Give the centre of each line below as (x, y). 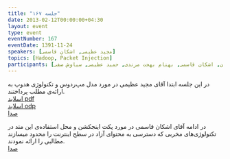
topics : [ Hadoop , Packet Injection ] (60, 58)
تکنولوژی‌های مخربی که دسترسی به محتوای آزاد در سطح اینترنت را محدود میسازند (112, 134)
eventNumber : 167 (33, 39)
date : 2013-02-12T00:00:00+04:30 (56, 20)
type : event (25, 33)
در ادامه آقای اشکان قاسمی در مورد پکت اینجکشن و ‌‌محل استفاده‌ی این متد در (107, 126)
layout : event (28, 26)
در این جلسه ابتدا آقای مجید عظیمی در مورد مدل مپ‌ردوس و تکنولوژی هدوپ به (109, 84)
